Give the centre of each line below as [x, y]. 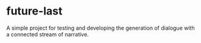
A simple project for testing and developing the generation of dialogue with [100, 28]
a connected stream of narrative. [48, 34]
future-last [35, 11]
